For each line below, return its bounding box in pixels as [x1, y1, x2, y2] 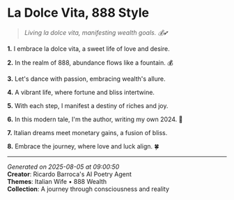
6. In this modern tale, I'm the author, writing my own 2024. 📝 [7, 115, 183, 123]
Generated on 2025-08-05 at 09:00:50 [7, 162, 120, 171]
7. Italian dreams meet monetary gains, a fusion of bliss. [7, 128, 168, 137]
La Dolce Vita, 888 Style [7, 5, 150, 21]
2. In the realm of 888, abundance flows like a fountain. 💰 [7, 58, 173, 67]
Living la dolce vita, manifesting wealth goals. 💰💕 [24, 28, 168, 36]
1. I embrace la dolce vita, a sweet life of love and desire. [7, 44, 170, 53]
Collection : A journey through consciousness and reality [7, 185, 169, 193]
